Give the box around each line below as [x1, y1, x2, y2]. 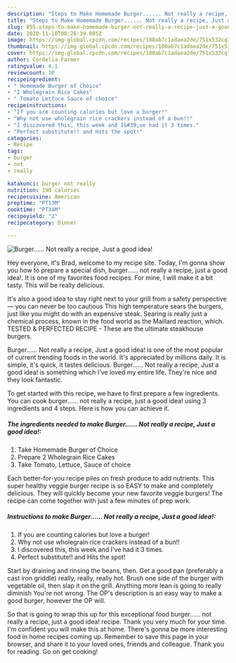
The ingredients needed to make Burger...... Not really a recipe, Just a [7, 420, 216, 429]
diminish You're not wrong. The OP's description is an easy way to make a [7, 588, 223, 597]
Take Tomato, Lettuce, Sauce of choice [17, 460, 131, 469]
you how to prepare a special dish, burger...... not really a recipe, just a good [7, 265, 228, 274]
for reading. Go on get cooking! [7, 647, 98, 655]
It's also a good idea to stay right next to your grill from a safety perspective [7, 294, 227, 303]
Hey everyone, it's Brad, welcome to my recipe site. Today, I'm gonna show [7, 258, 225, 267]
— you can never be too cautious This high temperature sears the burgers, [7, 302, 223, 310]
